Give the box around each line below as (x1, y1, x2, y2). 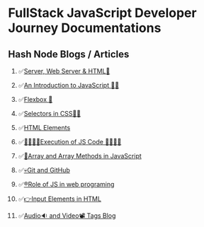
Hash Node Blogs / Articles (8, 48, 130, 60)
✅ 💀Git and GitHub (18, 166, 70, 174)
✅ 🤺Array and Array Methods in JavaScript (18, 152, 142, 160)
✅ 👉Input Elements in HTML (18, 194, 102, 203)
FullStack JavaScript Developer (8, 5, 197, 21)
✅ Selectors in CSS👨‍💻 (18, 110, 81, 117)
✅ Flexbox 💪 (18, 95, 53, 103)
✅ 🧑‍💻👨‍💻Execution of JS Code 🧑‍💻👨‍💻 (18, 138, 122, 146)
